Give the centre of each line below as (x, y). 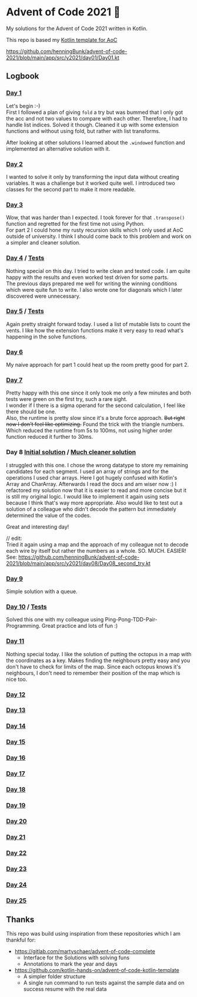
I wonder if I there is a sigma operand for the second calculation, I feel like (96, 405)
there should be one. (31, 412)
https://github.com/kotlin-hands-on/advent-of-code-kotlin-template (97, 970)
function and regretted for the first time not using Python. (76, 224)
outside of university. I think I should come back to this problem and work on (99, 236)
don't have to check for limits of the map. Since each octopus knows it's (94, 666)
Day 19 (16, 805)
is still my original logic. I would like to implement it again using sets (88, 496)
